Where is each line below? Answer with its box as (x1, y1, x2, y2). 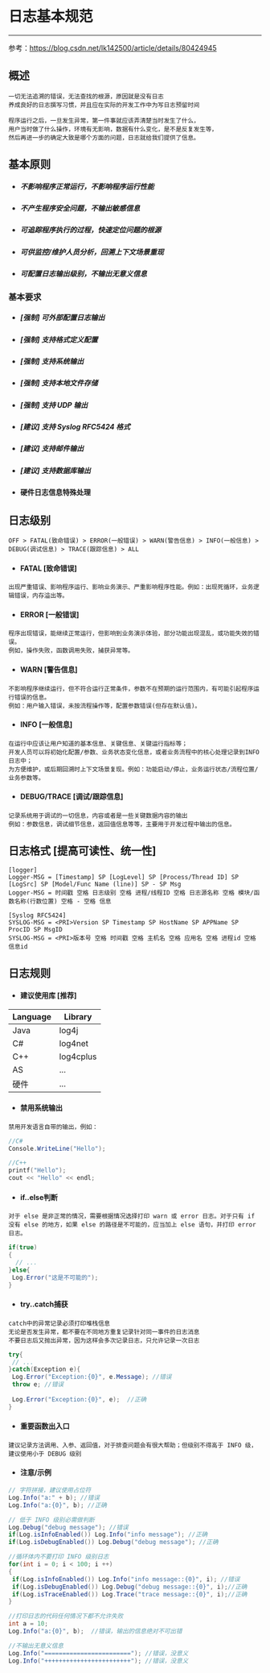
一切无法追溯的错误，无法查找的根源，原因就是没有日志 (8, 92, 165, 101)
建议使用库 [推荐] (19, 990, 77, 1000)
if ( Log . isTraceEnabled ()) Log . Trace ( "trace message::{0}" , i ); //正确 (11, 1590, 247, 1598)
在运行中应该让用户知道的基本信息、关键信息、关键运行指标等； (8, 739, 188, 748)
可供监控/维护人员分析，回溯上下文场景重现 (19, 247, 165, 256)
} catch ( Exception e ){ (8, 1365, 81, 1374)
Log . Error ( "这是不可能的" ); (11, 1273, 99, 1281)
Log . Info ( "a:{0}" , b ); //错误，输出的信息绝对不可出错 (8, 1627, 182, 1636)
